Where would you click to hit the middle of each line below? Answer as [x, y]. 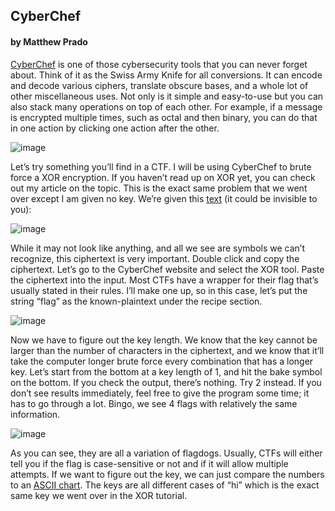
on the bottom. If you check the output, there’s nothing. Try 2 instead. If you [166, 382]
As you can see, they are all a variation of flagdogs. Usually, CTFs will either [166, 453]
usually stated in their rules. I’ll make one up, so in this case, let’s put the [159, 290]
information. [35, 414]
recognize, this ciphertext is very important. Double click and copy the [155, 258]
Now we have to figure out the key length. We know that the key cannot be [164, 340]
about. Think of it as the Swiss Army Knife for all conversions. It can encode [166, 75]
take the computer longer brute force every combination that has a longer [162, 361]
